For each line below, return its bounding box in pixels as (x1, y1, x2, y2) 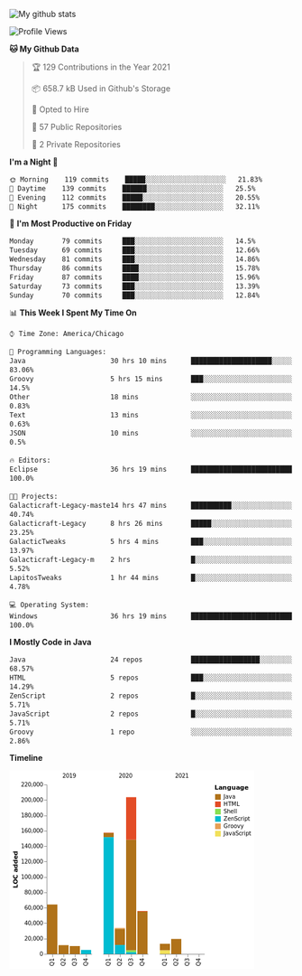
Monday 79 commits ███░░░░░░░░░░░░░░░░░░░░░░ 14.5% (9, 237, 256, 246)
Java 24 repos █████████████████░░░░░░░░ (9, 655, 293, 664)
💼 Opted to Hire (31, 104, 90, 115)
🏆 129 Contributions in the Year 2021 (31, 61, 171, 72)
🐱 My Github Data (9, 43, 79, 54)
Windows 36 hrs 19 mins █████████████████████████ (9, 612, 293, 621)
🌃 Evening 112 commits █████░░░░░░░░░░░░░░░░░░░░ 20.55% (9, 193, 260, 202)
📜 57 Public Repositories (31, 122, 123, 132)
